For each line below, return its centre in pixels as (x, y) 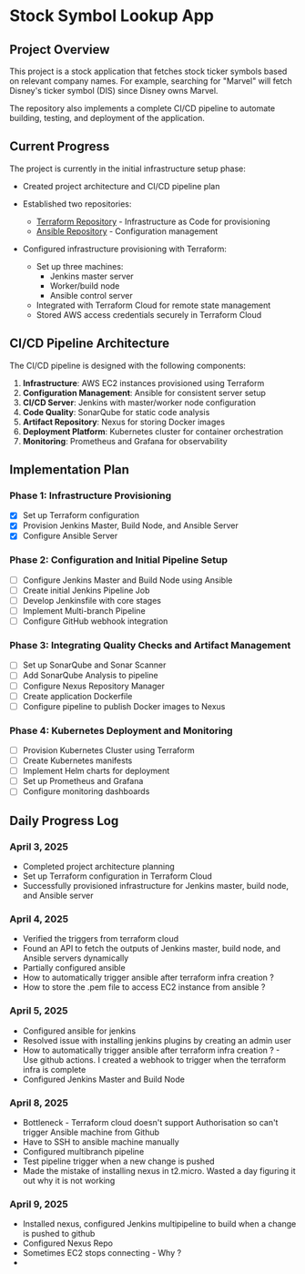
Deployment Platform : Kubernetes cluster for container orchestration (153, 431)
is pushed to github (59, 1234)
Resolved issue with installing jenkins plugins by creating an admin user (157, 1040)
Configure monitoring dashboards (86, 791)
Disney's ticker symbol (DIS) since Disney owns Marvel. (114, 91)
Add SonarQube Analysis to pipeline (90, 676)
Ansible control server (91, 295)
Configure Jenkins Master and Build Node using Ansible (127, 580)
